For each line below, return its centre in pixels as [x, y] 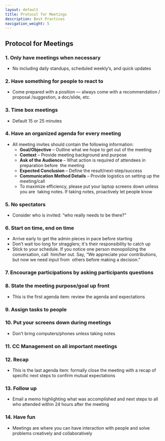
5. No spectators [25, 204]
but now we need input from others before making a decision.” [76, 260]
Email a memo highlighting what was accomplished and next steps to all [85, 399]
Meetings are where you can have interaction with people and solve [81, 428]
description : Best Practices [35, 19]
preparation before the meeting [52, 165]
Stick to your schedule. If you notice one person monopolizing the [79, 249]
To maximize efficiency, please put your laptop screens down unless [89, 186]
